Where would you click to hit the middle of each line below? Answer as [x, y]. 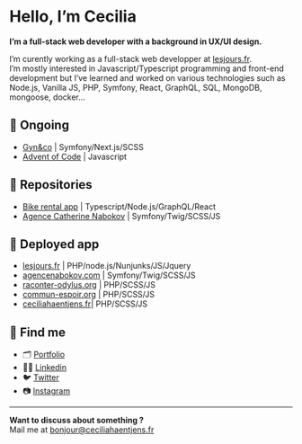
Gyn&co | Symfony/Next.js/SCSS [83, 147]
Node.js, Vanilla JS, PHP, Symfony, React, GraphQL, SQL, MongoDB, [136, 87]
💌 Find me [37, 332]
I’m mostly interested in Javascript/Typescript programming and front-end [147, 68]
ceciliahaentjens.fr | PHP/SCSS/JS [85, 304]
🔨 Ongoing [40, 125]
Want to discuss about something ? [76, 421]
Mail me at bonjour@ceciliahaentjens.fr [82, 430]
